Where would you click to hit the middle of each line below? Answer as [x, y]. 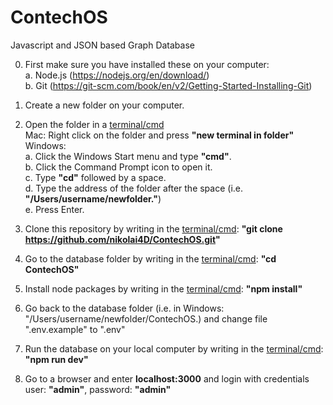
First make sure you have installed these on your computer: [147, 64]
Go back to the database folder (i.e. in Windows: [124, 308]
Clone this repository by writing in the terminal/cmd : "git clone [153, 228]
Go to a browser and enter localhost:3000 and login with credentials [167, 378]
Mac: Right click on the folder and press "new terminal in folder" [159, 135]
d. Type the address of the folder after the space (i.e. [134, 188]
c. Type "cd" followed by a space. [95, 177]
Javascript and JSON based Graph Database [102, 45]
